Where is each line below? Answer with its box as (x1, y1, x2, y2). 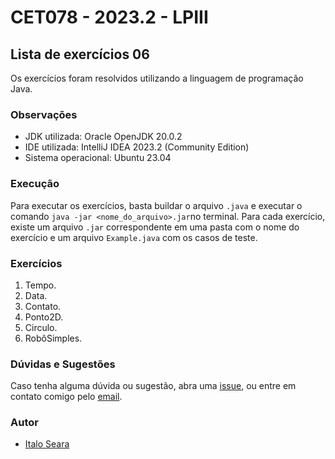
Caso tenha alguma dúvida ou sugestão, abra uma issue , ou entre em (10, 380, 297, 392)
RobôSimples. (24, 332, 83, 344)
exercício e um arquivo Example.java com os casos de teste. (10, 231, 258, 243)
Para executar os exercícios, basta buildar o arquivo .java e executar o (10, 199, 303, 211)
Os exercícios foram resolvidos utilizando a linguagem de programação (10, 72, 304, 84)
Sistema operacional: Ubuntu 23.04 (24, 152, 172, 164)
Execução (10, 177, 60, 191)
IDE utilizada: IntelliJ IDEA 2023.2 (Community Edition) (24, 141, 250, 153)
